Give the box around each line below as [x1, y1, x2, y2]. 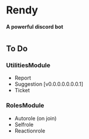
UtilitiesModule [6, 61, 51, 69]
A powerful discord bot [6, 23, 63, 30]
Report [14, 74, 31, 82]
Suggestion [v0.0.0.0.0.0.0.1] [14, 81, 84, 88]
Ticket [14, 87, 30, 94]
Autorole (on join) [14, 114, 57, 121]
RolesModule [6, 102, 44, 110]
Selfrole [14, 121, 34, 128]
